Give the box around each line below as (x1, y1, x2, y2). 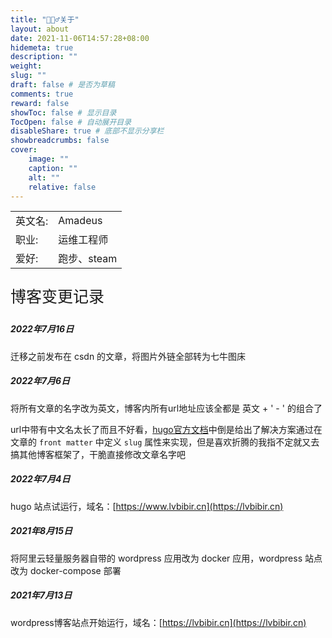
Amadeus (58, 214, 103, 228)
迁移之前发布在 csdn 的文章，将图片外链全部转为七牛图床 (10, 350, 247, 362)
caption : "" (28, 163, 78, 173)
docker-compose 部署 (29, 564, 122, 576)
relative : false (28, 182, 97, 192)
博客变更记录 (10, 287, 105, 307)
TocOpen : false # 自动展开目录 (10, 117, 132, 127)
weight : (10, 61, 43, 71)
